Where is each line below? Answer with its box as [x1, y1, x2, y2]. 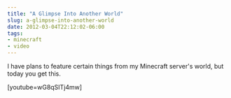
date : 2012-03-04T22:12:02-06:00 [7, 23, 105, 30]
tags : [7, 29, 23, 37]
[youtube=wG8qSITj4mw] [7, 83, 83, 91]
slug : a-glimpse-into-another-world [7, 17, 114, 24]
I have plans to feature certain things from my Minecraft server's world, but [7, 62, 224, 70]
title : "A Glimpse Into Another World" [7, 10, 124, 17]
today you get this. [7, 69, 62, 78]
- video [7, 43, 30, 50]
